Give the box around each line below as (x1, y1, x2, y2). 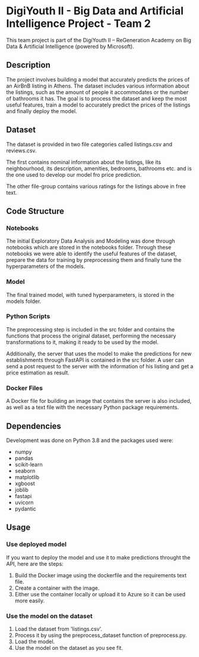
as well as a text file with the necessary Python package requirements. (6, 403, 179, 411)
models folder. (6, 298, 42, 305)
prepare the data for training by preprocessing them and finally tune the (6, 256, 182, 264)
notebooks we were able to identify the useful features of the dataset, (6, 250, 177, 257)
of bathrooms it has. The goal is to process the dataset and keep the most (6, 95, 187, 102)
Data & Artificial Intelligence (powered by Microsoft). (6, 43, 135, 50)
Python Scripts (6, 312, 50, 321)
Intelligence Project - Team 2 (6, 17, 151, 30)
